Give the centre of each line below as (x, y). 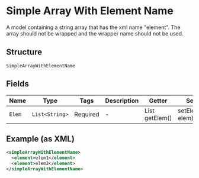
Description (122, 101)
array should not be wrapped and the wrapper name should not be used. (95, 33)
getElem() (158, 118)
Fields (18, 84)
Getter (158, 101)
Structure (24, 52)
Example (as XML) (41, 139)
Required (86, 114)
